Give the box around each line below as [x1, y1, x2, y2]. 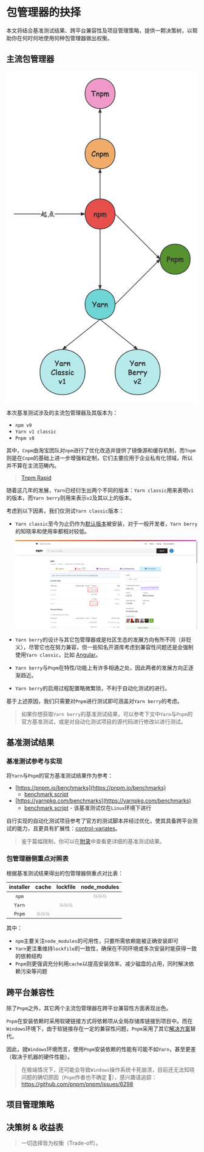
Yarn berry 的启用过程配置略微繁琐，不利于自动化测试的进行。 [15, 685, 171, 692]
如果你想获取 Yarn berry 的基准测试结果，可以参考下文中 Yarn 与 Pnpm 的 [21, 710, 193, 717]
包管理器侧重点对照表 [6, 855, 69, 863]
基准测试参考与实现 [6, 757, 63, 765]
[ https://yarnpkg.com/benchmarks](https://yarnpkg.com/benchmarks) [15, 797, 191, 804]
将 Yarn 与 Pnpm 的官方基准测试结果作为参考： [6, 772, 114, 779]
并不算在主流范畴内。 [6, 461, 59, 469]
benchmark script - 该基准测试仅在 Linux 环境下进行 [24, 804, 152, 812]
